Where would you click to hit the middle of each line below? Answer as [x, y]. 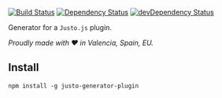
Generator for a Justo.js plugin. [60, 27]
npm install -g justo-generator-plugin [74, 86]
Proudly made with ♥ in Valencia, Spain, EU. [81, 43]
